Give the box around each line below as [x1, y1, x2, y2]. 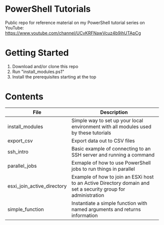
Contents [5, 91, 44, 102]
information [71, 212, 98, 219]
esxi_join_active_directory [7, 182, 67, 189]
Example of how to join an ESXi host [71, 173, 154, 180]
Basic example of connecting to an [71, 145, 151, 152]
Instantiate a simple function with [71, 200, 147, 206]
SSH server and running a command [71, 151, 155, 158]
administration [71, 192, 104, 199]
